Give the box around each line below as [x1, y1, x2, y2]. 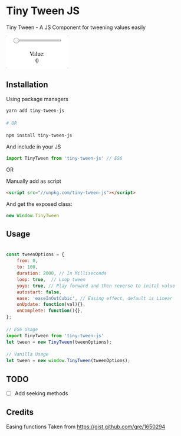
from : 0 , [17, 258, 38, 264]
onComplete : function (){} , [17, 308, 83, 314]
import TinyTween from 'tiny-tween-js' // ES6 [6, 156, 123, 162]
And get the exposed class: [6, 200, 73, 208]
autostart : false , [17, 289, 62, 295]
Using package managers [6, 95, 69, 102]
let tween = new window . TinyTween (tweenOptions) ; [6, 358, 131, 364]
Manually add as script [6, 177, 62, 185]
